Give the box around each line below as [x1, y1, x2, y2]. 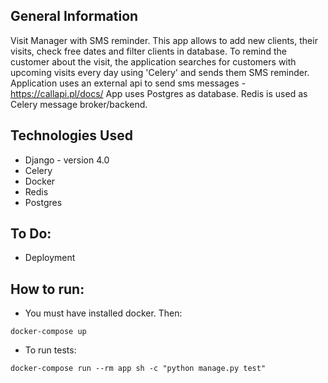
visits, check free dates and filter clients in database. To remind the [10, 45, 287, 57]
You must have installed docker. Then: [24, 307, 183, 319]
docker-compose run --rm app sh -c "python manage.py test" [10, 364, 267, 374]
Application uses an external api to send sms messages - [10, 77, 247, 89]
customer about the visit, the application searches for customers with [10, 55, 297, 68]
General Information [10, 8, 139, 25]
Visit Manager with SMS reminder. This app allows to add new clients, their [10, 34, 318, 46]
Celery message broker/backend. [10, 98, 148, 110]
